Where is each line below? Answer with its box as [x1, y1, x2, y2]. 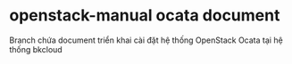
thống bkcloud [9, 44, 63, 54]
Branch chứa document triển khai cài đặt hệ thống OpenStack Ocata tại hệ [9, 35, 283, 45]
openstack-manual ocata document [9, 5, 280, 26]
